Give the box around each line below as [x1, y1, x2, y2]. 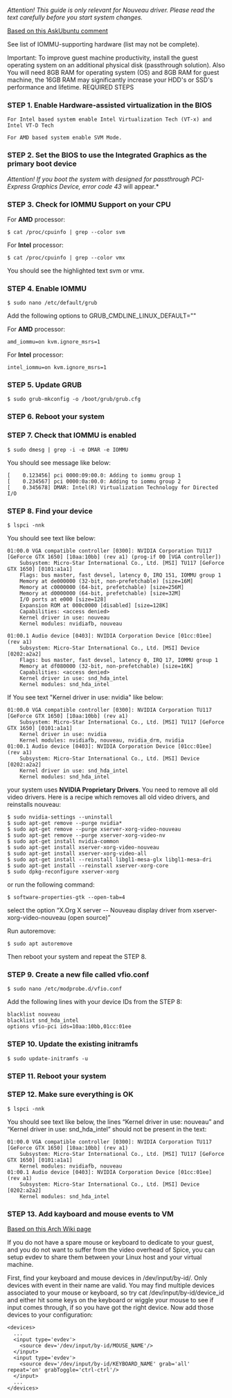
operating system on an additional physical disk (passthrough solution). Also [7, 61, 225, 69]
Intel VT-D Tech [7, 122, 54, 129]
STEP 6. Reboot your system [7, 412, 105, 422]
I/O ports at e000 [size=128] [19, 596, 107, 603]
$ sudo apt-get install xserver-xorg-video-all [7, 850, 148, 857]
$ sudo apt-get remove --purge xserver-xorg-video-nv [7, 832, 166, 839]
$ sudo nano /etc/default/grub [7, 300, 98, 307]
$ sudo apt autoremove [7, 940, 73, 947]
